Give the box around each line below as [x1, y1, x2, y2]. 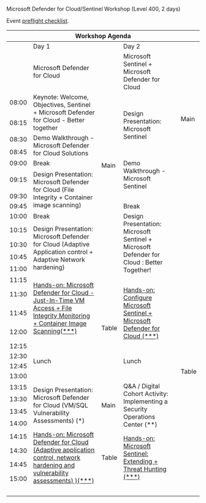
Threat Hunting [123, 465, 167, 473]
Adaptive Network [32, 255, 86, 264]
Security [123, 405, 148, 413]
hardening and [32, 461, 75, 469]
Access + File [32, 304, 72, 312]
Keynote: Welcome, [32, 93, 89, 101]
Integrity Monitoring [32, 312, 91, 320]
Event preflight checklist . [6, 17, 69, 24]
